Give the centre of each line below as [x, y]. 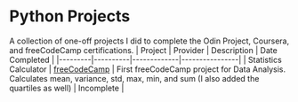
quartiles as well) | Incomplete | [67, 88]
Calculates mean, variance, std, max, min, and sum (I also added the [134, 78]
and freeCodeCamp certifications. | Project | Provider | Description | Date [143, 50]
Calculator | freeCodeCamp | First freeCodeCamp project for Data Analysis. [148, 69]
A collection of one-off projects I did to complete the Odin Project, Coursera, [149, 41]
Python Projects [70, 16]
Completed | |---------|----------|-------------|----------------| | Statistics [145, 59]
